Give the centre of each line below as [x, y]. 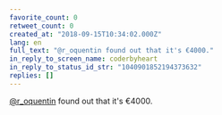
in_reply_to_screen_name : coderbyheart [84, 59]
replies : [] [31, 76]
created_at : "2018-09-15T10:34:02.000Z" [86, 34]
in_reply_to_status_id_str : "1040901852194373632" [106, 68]
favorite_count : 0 [43, 17]
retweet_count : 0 [42, 26]
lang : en [26, 42]
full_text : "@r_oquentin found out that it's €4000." [112, 51]
